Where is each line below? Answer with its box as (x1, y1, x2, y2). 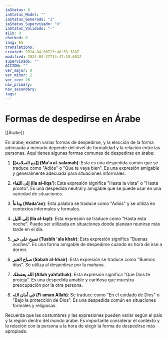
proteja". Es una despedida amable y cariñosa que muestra (12, 277, 134, 283)
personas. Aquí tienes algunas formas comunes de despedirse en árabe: (5, 150, 155, 156)
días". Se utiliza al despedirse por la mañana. (12, 262, 105, 268)
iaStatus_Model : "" (5, 12, 46, 17)
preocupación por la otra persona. (12, 282, 83, 288)
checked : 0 (5, 36, 28, 41)
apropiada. (5, 328, 27, 334)
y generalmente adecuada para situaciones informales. (12, 170, 126, 176)
